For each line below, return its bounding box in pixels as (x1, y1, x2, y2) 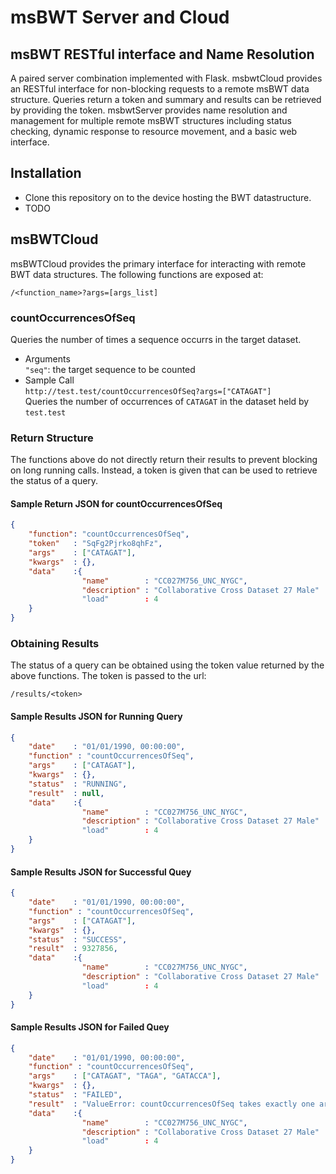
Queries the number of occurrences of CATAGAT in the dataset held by (24, 395, 310, 407)
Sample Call (24, 374, 75, 386)
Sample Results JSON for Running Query (10, 710, 183, 722)
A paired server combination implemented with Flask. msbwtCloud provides (10, 72, 323, 84)
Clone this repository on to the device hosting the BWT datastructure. (24, 191, 312, 203)
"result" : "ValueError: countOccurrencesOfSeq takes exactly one (28, 1099, 315, 1109)
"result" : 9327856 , (28, 944, 118, 954)
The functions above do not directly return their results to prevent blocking (10, 454, 318, 466)
